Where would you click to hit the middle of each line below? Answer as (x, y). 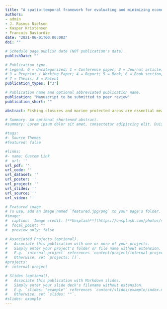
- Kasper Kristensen (27, 28)
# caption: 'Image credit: (34, 221)
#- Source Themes (23, 138)
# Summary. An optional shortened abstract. (52, 120)
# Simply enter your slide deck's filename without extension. (74, 285)
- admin (13, 19)
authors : (14, 14)
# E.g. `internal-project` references (48, 253)
